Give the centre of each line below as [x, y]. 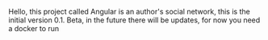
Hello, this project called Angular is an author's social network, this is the [129, 12]
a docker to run [34, 28]
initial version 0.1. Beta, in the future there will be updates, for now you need [134, 20]
